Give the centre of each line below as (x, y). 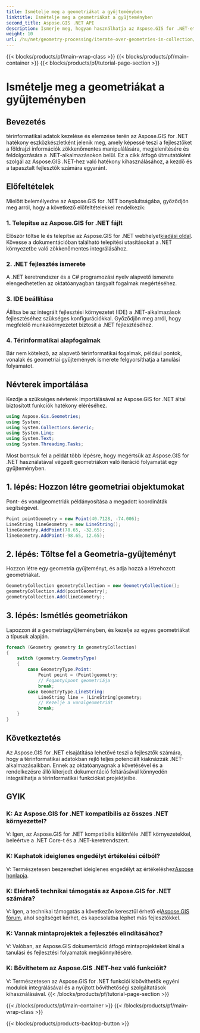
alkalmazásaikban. (29, 765)
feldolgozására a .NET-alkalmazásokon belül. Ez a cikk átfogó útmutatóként (99, 155)
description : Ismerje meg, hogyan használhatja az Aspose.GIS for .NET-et (101, 28)
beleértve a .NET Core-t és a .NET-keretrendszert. (68, 841)
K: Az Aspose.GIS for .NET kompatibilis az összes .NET (87, 814)
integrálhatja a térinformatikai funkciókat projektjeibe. (72, 778)
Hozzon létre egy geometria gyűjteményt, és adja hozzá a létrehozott (91, 569)
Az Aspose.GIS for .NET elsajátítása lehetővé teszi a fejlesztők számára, (94, 752)
